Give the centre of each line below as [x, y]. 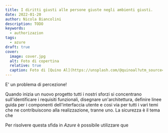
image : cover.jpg [28, 56]
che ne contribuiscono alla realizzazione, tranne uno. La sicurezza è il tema [82, 110]
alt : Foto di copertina [34, 61]
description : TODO [24, 24]
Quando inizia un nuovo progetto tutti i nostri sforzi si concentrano [73, 94]
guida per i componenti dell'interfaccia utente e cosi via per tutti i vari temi [82, 105]
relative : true [25, 65]
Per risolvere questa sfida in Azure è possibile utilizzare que [67, 125]
